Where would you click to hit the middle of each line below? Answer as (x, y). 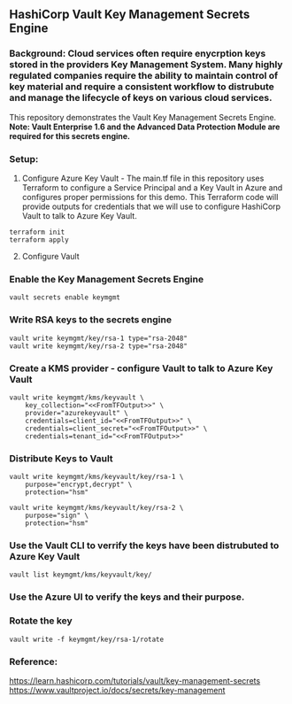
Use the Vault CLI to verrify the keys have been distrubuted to (144, 545)
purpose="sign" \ (57, 516)
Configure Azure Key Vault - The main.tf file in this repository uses (143, 178)
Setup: (24, 159)
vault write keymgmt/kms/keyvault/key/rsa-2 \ (96, 508)
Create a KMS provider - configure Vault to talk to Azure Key (141, 368)
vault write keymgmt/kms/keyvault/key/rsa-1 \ (96, 477)
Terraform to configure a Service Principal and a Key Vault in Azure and (152, 187)
